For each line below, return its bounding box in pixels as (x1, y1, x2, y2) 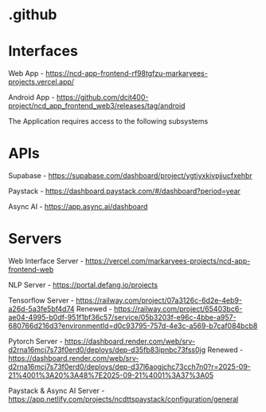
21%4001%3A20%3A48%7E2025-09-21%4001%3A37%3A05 (8, 370, 213, 380)
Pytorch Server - (8, 337, 64, 346)
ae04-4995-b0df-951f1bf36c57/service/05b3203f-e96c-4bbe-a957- (8, 313, 237, 322)
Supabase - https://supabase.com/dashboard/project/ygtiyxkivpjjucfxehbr (8, 171, 252, 180)
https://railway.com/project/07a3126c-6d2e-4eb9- (75, 295, 243, 305)
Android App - (8, 93, 56, 102)
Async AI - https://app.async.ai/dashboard (8, 202, 148, 212)
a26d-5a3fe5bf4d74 (8, 304, 75, 313)
